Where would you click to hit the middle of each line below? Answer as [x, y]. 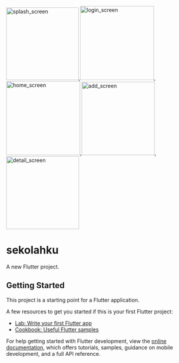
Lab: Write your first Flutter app [53, 323]
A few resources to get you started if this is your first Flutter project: [89, 312]
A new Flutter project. [33, 267]
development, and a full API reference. [53, 353]
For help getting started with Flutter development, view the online [87, 341]
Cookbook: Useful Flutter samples [57, 330]
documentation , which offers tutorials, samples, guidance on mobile [89, 347]
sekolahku [33, 250]
